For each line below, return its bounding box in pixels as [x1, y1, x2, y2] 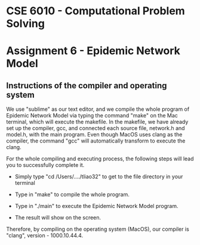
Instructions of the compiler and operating [6, 80, 167, 91]
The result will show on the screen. [14, 214, 101, 221]
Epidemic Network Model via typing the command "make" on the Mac [6, 112, 178, 119]
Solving [6, 17, 45, 30]
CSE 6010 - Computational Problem [6, 4, 185, 18]
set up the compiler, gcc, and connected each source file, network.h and [6, 125, 185, 132]
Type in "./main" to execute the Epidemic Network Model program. [14, 203, 179, 210]
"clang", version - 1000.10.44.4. [6, 232, 84, 239]
